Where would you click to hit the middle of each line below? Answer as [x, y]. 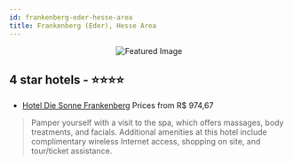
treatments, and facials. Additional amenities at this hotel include [149, 132]
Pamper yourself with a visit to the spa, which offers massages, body [157, 123]
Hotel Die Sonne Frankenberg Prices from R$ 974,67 [118, 105]
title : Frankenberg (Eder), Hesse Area [83, 26]
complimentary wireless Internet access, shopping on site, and [146, 142]
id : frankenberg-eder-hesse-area [71, 17]
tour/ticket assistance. [71, 151]
